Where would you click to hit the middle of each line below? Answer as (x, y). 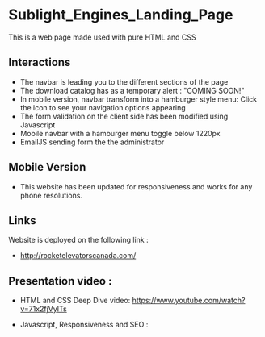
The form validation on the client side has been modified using (124, 116)
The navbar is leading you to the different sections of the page (124, 81)
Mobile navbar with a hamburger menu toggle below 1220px (120, 133)
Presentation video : (60, 281)
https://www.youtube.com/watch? (189, 301)
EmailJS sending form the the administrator (92, 142)
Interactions (40, 62)
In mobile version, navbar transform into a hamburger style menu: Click (138, 99)
